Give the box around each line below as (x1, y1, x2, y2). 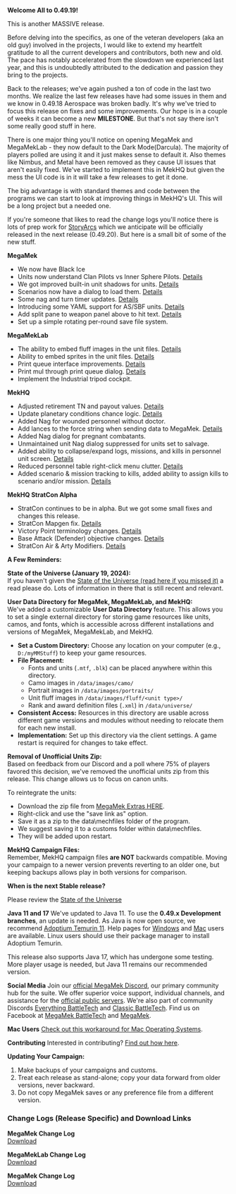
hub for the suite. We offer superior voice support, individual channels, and (7, 989, 225, 997)
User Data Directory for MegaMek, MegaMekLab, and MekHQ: (7, 598, 193, 605)
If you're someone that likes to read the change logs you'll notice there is (7, 215, 219, 223)
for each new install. (17, 724, 77, 732)
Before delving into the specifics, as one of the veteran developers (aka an (7, 33, 224, 42)
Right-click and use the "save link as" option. (17, 810, 148, 818)
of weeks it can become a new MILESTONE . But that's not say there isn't (7, 114, 219, 123)
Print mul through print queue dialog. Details (17, 367, 147, 376)
